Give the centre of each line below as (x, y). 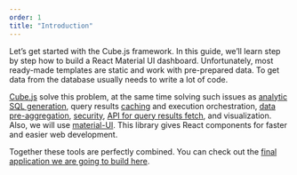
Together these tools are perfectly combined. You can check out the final (143, 151)
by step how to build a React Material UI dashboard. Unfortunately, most (141, 60)
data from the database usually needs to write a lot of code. (119, 79)
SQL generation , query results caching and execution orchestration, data (142, 106)
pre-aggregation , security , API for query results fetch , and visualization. (140, 115)
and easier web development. (64, 134)
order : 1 (25, 17)
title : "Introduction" (51, 26)
